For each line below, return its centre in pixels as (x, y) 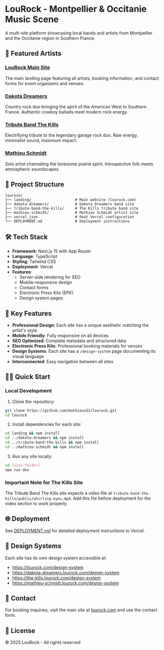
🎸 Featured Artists (33, 54)
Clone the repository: (33, 401)
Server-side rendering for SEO (50, 277)
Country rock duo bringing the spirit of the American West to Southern (76, 107)
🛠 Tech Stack (26, 237)
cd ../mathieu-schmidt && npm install (44, 447)
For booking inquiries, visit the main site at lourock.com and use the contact (81, 610)
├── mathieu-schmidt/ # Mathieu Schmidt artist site (72, 213)
